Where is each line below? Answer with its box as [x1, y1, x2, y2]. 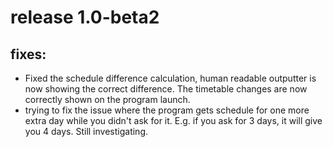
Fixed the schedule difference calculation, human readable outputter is [24, 72, 317, 84]
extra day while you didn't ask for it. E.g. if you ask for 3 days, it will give [24, 115, 323, 126]
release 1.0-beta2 [10, 6, 160, 29]
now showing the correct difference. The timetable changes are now [24, 83, 308, 95]
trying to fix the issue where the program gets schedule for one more [24, 104, 310, 116]
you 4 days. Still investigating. [24, 126, 148, 137]
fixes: [10, 46, 47, 63]
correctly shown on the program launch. [24, 94, 191, 105]
